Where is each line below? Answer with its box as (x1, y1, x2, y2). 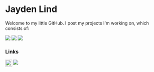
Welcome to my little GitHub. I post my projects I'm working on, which (5, 20, 149, 26)
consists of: (5, 25, 30, 31)
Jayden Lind (5, 3, 58, 15)
